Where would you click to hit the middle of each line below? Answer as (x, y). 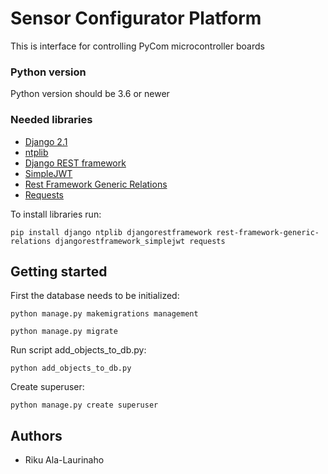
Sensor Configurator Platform (136, 18)
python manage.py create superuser (84, 405)
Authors (36, 435)
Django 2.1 (46, 141)
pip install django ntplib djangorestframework (111, 232)
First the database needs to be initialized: (95, 296)
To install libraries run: (56, 214)
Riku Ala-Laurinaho (64, 460)
